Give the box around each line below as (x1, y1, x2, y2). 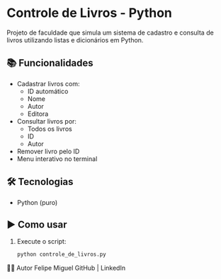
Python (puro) (16, 198, 58, 206)
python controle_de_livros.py (16, 251, 107, 259)
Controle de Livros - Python (6, 5, 173, 21)
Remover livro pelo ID (16, 147, 80, 155)
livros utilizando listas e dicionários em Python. (6, 35, 144, 44)
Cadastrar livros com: (16, 79, 80, 88)
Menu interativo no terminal (16, 154, 98, 163)
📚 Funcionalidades (6, 57, 93, 69)
